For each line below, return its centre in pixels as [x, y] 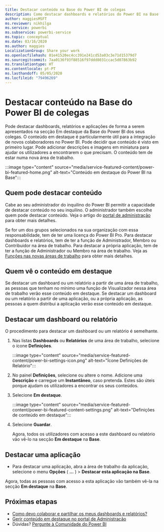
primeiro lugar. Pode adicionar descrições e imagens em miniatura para [77, 147]
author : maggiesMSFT [26, 19]
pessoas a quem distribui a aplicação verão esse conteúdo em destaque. [79, 304]
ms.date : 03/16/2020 [26, 42]
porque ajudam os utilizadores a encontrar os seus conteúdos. [75, 386]
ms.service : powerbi [26, 28]
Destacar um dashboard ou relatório [61, 319]
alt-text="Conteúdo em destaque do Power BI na [102, 172]
